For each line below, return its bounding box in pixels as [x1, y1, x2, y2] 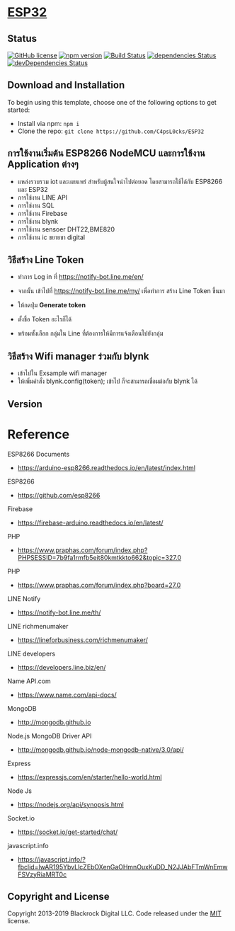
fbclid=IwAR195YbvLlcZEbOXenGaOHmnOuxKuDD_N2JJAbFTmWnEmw [17, 862, 228, 871]
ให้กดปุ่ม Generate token [17, 301, 86, 309]
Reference [7, 426, 69, 442]
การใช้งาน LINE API [17, 193, 68, 202]
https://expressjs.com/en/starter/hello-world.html [17, 772, 162, 781]
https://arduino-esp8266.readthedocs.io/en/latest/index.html [17, 463, 196, 472]
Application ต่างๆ [7, 159, 79, 171]
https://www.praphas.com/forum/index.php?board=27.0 [17, 581, 181, 589]
